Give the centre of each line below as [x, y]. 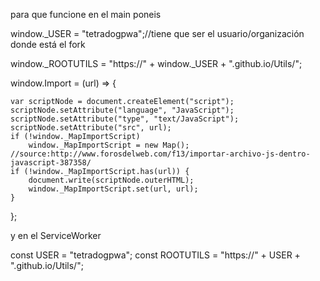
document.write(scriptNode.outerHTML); [111, 180]
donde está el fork [48, 44]
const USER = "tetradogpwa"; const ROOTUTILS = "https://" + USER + [155, 255]
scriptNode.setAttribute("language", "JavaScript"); [122, 110]
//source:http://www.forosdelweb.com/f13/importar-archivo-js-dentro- [160, 154]
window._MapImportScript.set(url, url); [113, 189]
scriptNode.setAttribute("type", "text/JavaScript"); [125, 119]
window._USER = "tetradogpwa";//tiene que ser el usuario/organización [157, 33]
